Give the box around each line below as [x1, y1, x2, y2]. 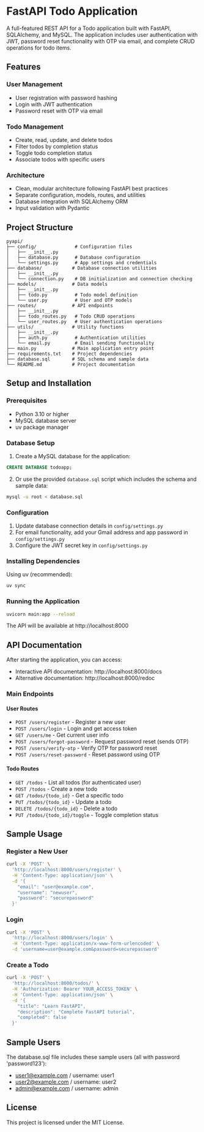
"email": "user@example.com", [17, 884, 95, 890]
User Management [6, 80, 63, 89]
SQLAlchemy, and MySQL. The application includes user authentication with [6, 31, 199, 38]
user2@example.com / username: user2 [15, 1078, 117, 1085]
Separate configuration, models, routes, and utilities [15, 192, 146, 199]
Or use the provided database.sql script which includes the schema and [15, 475, 197, 483]
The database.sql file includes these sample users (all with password [6, 1054, 180, 1061]
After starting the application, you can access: [6, 656, 122, 663]
